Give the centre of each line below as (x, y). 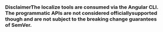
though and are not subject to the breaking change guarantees (81, 19)
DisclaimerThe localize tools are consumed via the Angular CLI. (82, 7)
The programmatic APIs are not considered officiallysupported (81, 13)
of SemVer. (19, 25)
